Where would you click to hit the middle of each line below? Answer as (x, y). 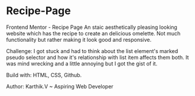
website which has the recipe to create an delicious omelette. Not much (93, 33)
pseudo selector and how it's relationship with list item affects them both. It (97, 57)
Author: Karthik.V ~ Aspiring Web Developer (60, 86)
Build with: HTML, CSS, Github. (44, 75)
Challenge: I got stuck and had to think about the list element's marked (92, 51)
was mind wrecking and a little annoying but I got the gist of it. (82, 64)
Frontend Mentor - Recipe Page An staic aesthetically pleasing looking (92, 27)
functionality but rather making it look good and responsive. (79, 39)
